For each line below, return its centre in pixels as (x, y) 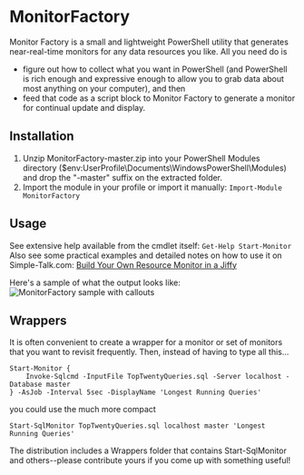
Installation (42, 137)
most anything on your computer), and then (104, 88)
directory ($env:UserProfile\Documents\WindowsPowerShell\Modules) (155, 168)
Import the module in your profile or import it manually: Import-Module (152, 187)
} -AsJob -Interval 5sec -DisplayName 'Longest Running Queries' (135, 392)
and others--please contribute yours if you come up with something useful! (150, 460)
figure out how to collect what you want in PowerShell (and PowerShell (155, 69)
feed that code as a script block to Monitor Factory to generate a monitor (159, 98)
